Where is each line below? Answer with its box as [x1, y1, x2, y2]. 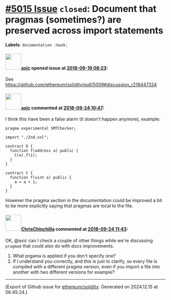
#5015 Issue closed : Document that [5, 3, 157, 15]
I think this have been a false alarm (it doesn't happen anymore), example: [5, 116, 160, 122]
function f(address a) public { [10, 148, 79, 154]
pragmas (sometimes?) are [5, 14, 122, 26]
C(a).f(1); [14, 153, 38, 158]
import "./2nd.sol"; [5, 135, 49, 140]
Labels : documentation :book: [5, 41, 68, 47]
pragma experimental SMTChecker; [5, 126, 76, 131]
